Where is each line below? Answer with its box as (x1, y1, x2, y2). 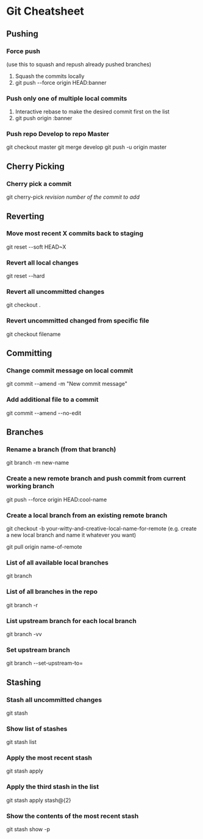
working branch (6, 482, 55, 490)
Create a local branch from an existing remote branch (6, 511, 168, 519)
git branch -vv (6, 630, 42, 638)
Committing (6, 348, 52, 359)
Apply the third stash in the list (6, 782, 99, 791)
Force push (6, 47, 41, 55)
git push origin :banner (15, 115, 73, 122)
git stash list (6, 738, 37, 746)
